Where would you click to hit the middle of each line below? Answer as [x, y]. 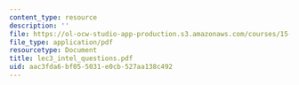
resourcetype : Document [53, 50]
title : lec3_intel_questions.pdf [71, 58]
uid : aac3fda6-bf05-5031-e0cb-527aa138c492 [91, 67]
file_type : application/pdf [61, 42]
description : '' [39, 26]
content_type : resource [53, 17]
